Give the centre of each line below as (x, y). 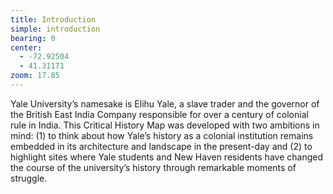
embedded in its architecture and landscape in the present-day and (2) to (161, 146)
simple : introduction (55, 29)
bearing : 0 (33, 38)
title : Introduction (53, 19)
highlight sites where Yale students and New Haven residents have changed (166, 157)
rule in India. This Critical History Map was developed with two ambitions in (165, 125)
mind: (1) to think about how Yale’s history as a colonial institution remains (162, 135)
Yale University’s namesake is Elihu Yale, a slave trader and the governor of (165, 103)
